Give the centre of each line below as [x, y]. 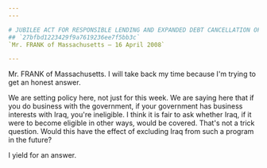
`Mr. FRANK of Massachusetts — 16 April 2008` [87, 44]
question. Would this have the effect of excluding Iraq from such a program [131, 132]
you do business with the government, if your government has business [126, 106]
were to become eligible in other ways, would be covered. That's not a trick [132, 123]
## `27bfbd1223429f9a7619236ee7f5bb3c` [74, 37]
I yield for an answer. [43, 155]
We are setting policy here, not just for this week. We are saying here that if [131, 98]
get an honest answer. [44, 82]
